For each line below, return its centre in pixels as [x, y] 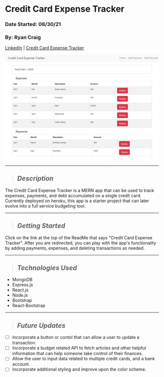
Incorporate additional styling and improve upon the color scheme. [79, 369]
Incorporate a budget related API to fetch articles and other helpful [79, 348]
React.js [20, 290]
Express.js [22, 285]
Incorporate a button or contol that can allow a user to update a [76, 337]
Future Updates [41, 325]
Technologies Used [47, 268]
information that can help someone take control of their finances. [77, 354]
